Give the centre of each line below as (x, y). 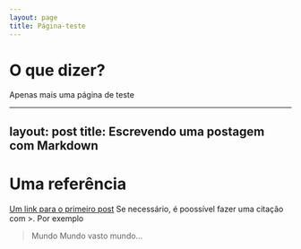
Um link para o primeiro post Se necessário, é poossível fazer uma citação (146, 209)
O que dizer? (57, 70)
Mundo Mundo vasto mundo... (87, 236)
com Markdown (54, 146)
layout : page (34, 17)
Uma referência (68, 184)
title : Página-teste (48, 26)
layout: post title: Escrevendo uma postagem (137, 131)
